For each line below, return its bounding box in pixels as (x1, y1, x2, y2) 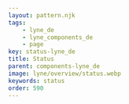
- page (22, 41, 44, 48)
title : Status (8, 56, 55, 63)
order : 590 (8, 84, 44, 92)
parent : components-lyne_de (8, 63, 101, 70)
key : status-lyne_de (8, 48, 76, 56)
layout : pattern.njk (8, 11, 76, 20)
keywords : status (8, 77, 65, 84)
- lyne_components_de (22, 33, 93, 41)
